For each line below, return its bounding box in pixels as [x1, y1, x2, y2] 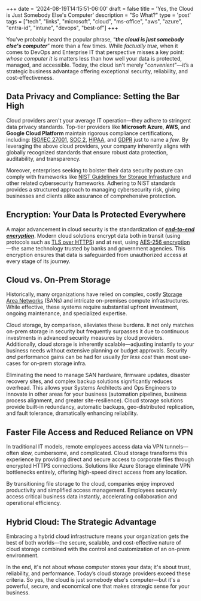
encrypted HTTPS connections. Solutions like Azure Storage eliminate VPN [6, 462, 191, 470]
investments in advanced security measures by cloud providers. [6, 334, 165, 342]
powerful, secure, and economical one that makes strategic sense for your [6, 582, 190, 590]
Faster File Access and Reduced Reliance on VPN [6, 427, 193, 437]
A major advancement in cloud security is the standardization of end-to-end [6, 225, 195, 233]
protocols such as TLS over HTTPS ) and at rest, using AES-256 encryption [6, 238, 190, 246]
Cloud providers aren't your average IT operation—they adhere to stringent [6, 116, 191, 124]
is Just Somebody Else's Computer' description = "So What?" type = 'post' [6, 11, 191, 19]
